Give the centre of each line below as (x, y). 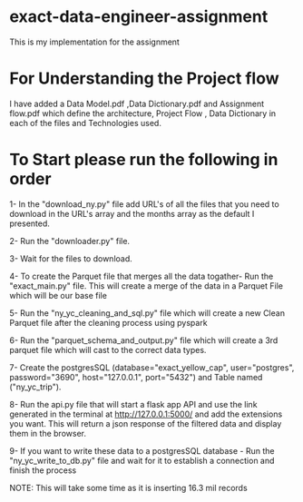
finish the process (43, 470)
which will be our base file (58, 295)
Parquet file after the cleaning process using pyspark (108, 322)
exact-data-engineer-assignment (139, 17)
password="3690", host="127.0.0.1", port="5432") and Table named (136, 377)
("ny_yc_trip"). (35, 387)
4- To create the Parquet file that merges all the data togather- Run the (142, 276)
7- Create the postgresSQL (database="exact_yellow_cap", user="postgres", (152, 367)
